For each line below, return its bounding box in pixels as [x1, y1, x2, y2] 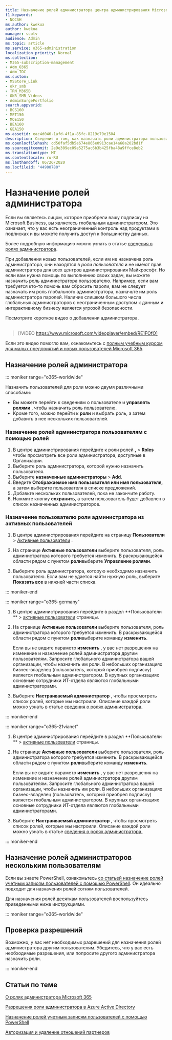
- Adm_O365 [5, 65, 29, 70]
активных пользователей [5, 520, 73, 527]
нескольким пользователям [5, 861, 101, 870]
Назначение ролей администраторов [5, 853, 132, 862]
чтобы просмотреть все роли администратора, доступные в [12, 452, 146, 458]
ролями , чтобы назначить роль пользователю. [12, 405, 117, 411]
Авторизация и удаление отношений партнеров [5, 1029, 110, 1035]
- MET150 [5, 112, 24, 118]
